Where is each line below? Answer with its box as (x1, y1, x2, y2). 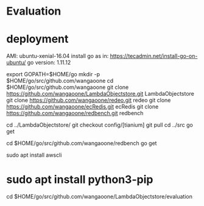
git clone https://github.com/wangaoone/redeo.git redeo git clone (6, 96, 171, 104)
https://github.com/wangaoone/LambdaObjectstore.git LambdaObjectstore (6, 90, 195, 98)
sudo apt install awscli (6, 151, 62, 159)
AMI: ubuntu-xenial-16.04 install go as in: (6, 52, 109, 60)
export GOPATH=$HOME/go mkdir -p (6, 71, 100, 78)
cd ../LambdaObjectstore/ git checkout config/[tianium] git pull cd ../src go (6, 121, 193, 129)
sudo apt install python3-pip (6, 172, 153, 186)
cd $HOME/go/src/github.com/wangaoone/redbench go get (6, 140, 157, 147)
